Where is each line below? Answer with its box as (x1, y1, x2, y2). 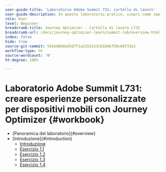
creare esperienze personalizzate (5, 93, 146, 105)
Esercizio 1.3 (19, 157, 45, 163)
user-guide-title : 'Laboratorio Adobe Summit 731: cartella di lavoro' (5, 7, 156, 12)
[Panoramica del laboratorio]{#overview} (12, 131, 96, 137)
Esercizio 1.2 (19, 151, 45, 157)
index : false (5, 35, 32, 40)
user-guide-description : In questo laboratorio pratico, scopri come (5, 12, 152, 17)
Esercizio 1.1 (19, 146, 44, 152)
